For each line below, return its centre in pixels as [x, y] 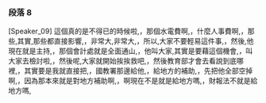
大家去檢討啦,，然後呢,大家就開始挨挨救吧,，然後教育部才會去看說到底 [123, 61]
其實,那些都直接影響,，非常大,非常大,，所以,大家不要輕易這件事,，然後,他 [135, 41]
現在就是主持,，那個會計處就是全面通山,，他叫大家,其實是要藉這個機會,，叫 [131, 51]
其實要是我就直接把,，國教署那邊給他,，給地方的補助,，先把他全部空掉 [139, 71]
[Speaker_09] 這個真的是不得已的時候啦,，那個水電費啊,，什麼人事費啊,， [128, 31]
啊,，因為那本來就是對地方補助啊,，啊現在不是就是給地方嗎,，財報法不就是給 [133, 81]
